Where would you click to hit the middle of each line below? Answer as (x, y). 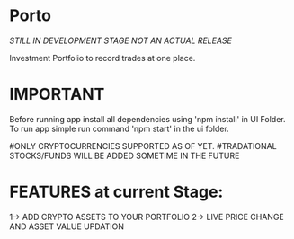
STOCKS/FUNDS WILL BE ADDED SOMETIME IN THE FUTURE (125, 155)
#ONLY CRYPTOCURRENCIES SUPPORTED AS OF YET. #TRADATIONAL (143, 146)
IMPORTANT (57, 94)
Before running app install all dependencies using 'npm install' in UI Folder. (147, 119)
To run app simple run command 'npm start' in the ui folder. (119, 128)
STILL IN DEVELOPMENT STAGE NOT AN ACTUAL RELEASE (120, 40)
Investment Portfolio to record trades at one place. (102, 58)
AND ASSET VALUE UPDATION (67, 226)
